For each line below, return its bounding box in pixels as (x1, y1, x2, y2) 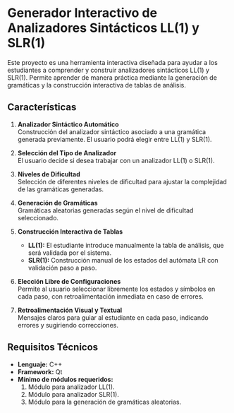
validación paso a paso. (27, 263, 97, 272)
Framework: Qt (17, 367, 63, 376)
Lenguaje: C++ (17, 360, 62, 369)
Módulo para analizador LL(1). (27, 383, 115, 391)
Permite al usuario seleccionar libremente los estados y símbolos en (17, 285, 216, 293)
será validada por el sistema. (27, 249, 112, 257)
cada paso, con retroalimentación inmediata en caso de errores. (17, 292, 204, 301)
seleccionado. (17, 213, 58, 222)
